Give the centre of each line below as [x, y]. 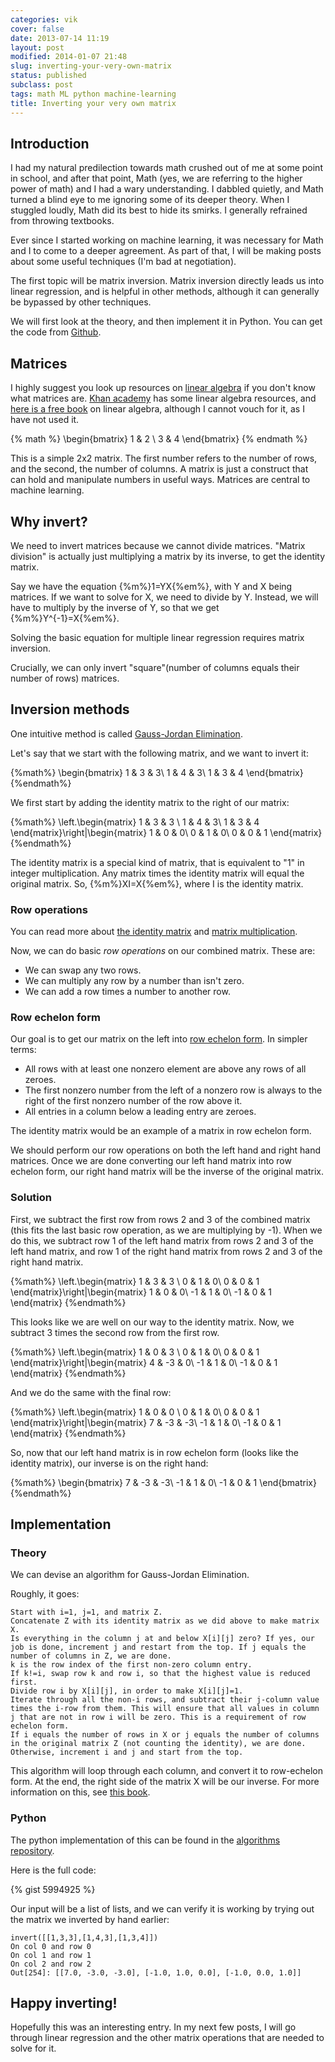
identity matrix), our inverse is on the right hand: [109, 1463]
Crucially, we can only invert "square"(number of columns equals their [155, 667]
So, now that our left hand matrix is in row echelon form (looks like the [154, 1452]
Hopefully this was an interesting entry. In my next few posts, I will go [153, 2027]
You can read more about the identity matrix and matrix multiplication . [154, 932]
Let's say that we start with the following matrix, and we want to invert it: [159, 753]
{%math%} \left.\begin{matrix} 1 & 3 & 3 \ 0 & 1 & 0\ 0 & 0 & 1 [135, 1281]
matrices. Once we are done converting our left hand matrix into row [151, 1161]
